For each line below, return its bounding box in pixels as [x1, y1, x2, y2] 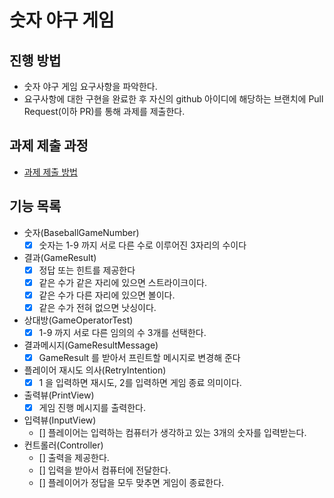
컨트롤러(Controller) [23, 439, 104, 451]
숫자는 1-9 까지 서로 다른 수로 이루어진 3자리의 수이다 [38, 239, 247, 251]
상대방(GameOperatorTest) [23, 314, 134, 326]
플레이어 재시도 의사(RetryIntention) [23, 364, 167, 376]
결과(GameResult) [23, 251, 97, 263]
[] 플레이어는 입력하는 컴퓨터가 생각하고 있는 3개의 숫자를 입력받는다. [38, 427, 307, 439]
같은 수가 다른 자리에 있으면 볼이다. [38, 289, 176, 301]
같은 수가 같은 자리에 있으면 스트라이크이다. [38, 276, 208, 288]
